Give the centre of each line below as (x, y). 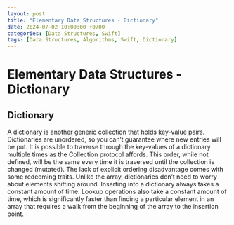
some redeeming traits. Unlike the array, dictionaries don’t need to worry (112, 177)
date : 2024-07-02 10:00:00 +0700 (56, 27)
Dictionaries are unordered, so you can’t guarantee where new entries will (114, 139)
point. (16, 214)
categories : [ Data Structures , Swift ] (64, 33)
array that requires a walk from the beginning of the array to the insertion (113, 207)
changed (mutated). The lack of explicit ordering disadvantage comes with (115, 170)
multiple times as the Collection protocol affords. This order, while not (108, 154)
